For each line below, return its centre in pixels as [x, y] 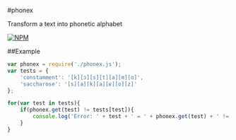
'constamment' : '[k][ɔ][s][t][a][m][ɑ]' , [82, 77]
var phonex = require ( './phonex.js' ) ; [64, 64]
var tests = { [28, 71]
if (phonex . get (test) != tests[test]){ [77, 110]
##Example [24, 51]
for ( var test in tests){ [44, 103]
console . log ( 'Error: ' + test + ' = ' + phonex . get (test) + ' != [131, 117]
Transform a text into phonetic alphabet [65, 24]
